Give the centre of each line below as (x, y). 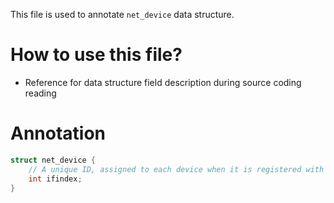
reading (40, 93)
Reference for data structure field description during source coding (163, 82)
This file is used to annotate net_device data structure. (122, 14)
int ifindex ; (55, 179)
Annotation (58, 133)
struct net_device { (53, 160)
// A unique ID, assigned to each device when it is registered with (176, 169)
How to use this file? (96, 55)
